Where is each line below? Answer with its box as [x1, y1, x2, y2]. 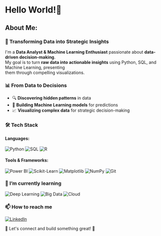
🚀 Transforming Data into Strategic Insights [5, 38, 109, 45]
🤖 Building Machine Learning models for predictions [12, 102, 118, 108]
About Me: [5, 24, 38, 32]
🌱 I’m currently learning [5, 180, 62, 187]
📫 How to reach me [5, 203, 52, 210]
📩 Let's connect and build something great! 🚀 [5, 226, 96, 232]
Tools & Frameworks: [5, 157, 48, 163]
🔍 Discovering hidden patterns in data [12, 95, 91, 101]
